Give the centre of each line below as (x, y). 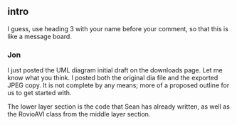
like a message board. (40, 36)
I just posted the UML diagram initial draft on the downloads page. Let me (115, 70)
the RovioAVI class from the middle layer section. (79, 114)
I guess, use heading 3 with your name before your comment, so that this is (118, 28)
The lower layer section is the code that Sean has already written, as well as (118, 107)
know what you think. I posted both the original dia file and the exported (113, 78)
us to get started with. (39, 93)
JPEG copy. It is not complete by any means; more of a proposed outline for (118, 85)
